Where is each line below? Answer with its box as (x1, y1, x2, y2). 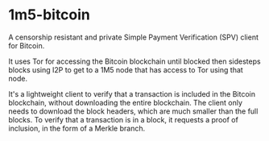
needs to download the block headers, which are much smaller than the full (8, 106, 259, 116)
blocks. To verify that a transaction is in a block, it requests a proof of (8, 114, 239, 124)
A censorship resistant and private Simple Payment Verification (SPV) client (8, 32, 259, 42)
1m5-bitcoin (8, 6, 91, 24)
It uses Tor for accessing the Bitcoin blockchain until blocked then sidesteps (8, 56, 261, 66)
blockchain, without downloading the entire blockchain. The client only (8, 97, 243, 107)
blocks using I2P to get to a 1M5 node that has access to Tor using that (8, 64, 243, 74)
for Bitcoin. (8, 40, 45, 50)
